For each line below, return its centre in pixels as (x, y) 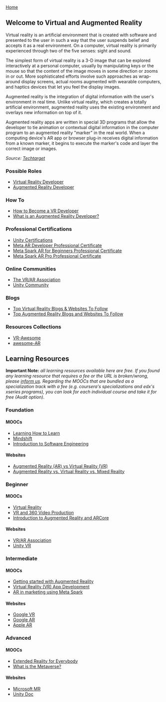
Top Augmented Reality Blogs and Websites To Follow (68, 314)
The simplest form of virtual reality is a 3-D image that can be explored (78, 60)
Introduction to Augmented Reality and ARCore (61, 518)
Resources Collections (34, 327)
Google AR (24, 620)
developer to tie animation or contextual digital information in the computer (82, 127)
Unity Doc (23, 694)
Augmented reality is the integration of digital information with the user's (80, 96)
